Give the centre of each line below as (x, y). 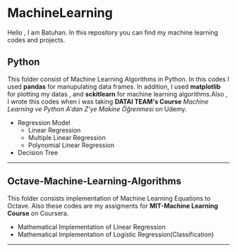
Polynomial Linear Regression (71, 145)
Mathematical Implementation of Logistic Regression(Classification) (116, 234)
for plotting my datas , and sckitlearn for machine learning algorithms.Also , (117, 94)
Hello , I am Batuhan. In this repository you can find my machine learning (113, 32)
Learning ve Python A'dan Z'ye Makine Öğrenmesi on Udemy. (97, 109)
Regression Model (44, 122)
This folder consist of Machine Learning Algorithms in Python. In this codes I (119, 79)
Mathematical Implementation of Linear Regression (91, 227)
